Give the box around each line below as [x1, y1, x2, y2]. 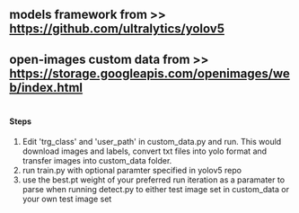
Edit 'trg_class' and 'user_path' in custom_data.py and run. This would [22, 136, 282, 146]
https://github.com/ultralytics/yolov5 [9, 22, 224, 37]
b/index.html [9, 80, 84, 95]
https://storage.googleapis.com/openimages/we [9, 66, 290, 81]
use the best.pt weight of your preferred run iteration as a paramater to [22, 174, 286, 185]
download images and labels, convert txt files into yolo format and [22, 146, 268, 156]
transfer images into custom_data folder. [22, 155, 172, 165]
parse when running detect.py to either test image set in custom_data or [22, 183, 290, 194]
